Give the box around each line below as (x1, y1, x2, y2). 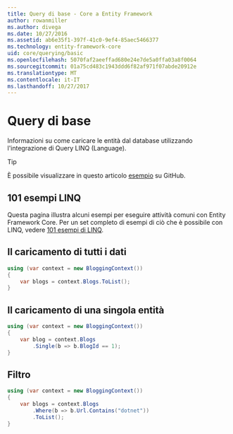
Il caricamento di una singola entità (7, 304, 165, 316)
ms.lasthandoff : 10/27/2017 (7, 83, 90, 90)
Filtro (7, 368, 31, 380)
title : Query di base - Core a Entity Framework (7, 10, 153, 18)
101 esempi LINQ (7, 192, 82, 204)
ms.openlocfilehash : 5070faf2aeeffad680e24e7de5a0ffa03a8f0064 (7, 57, 197, 64)
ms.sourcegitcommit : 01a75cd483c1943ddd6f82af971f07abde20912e (7, 63, 197, 70)
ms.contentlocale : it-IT (7, 76, 80, 83)
